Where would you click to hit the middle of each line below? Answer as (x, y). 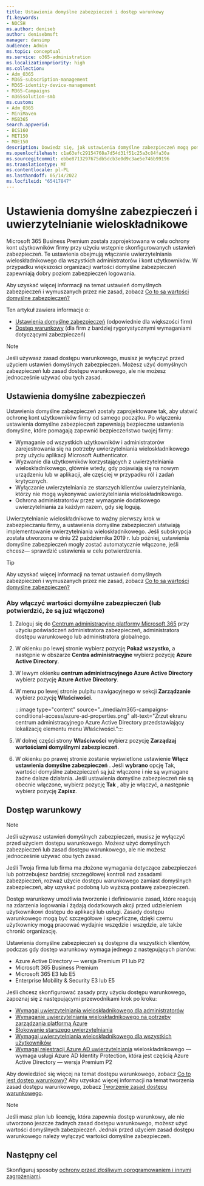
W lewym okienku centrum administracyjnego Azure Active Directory (104, 673)
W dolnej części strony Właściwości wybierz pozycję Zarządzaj (96, 740)
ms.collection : (25, 68)
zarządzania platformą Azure (51, 1023)
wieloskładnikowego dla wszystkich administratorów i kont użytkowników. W (102, 260)
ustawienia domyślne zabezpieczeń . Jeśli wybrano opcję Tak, (95, 765)
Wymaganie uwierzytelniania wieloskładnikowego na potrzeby (93, 1017)
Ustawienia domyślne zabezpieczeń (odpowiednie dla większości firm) (104, 321)
